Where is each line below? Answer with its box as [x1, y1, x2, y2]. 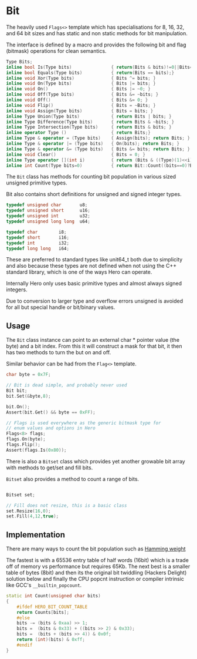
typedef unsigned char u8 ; [6, 202, 88, 208]
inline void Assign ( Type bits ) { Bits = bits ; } [6, 107, 154, 114]
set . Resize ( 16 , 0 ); [6, 508, 51, 514]
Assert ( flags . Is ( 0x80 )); [6, 447, 67, 453]
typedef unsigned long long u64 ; [6, 218, 91, 224]
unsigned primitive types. [6, 179, 67, 186]
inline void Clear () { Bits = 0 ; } [6, 152, 145, 157]
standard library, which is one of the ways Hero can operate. [6, 268, 152, 275]
